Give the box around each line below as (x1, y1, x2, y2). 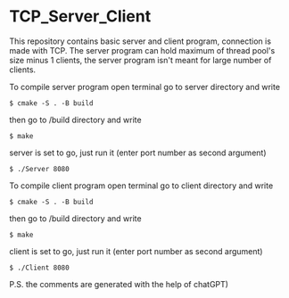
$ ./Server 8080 (9, 164, 70, 173)
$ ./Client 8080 (9, 263, 70, 272)
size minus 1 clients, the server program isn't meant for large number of (9, 54, 272, 65)
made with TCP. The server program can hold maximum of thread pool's (9, 45, 276, 55)
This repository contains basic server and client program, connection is (9, 36, 272, 46)
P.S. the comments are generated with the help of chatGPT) (9, 278, 229, 289)
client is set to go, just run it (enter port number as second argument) (9, 245, 263, 256)
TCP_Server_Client (9, 6, 152, 27)
